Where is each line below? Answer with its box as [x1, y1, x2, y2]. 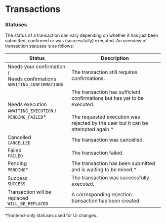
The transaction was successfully [71, 174, 150, 181]
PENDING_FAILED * [7, 113, 46, 120]
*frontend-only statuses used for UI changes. [5, 213, 98, 219]
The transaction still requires [71, 69, 138, 75]
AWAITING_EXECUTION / [7, 107, 57, 114]
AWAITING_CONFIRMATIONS [7, 82, 64, 87]
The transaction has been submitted [71, 160, 156, 167]
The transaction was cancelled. [71, 137, 144, 144]
